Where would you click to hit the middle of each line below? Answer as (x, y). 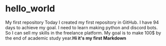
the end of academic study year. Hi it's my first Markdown (66, 38)
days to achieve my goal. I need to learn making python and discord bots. (81, 27)
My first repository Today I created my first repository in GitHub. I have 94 (82, 22)
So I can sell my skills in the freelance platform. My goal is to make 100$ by (83, 33)
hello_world (30, 9)
